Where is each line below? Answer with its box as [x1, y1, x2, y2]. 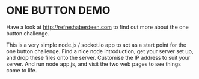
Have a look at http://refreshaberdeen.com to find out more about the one [6, 23, 189, 31]
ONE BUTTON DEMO [6, 4, 111, 17]
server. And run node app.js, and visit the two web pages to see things [6, 60, 182, 68]
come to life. [6, 66, 37, 74]
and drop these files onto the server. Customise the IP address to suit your [6, 54, 191, 61]
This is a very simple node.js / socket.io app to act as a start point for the [6, 41, 187, 48]
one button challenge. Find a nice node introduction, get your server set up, [6, 47, 194, 54]
